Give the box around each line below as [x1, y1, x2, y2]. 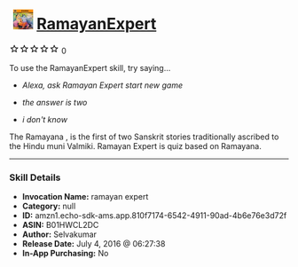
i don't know [21, 114, 68, 124]
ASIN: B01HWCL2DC [21, 220, 99, 231]
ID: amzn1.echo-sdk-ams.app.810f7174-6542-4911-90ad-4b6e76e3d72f [21, 210, 287, 221]
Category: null [21, 200, 76, 212]
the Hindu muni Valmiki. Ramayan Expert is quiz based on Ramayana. [9, 140, 262, 151]
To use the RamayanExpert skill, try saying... [9, 62, 171, 73]
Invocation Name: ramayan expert [21, 192, 149, 202]
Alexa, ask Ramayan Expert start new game [21, 80, 184, 90]
